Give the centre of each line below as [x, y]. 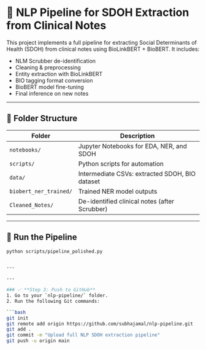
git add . [19, 329]
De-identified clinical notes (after [126, 201]
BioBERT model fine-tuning [49, 87]
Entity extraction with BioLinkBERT [59, 74]
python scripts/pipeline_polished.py [55, 251]
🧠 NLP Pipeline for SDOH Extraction [98, 13]
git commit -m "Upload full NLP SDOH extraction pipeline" [83, 335]
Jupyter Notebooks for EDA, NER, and [132, 146]
